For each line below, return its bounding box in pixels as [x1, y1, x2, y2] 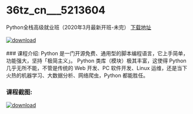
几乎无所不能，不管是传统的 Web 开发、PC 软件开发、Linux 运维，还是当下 [6, 64, 188, 71]
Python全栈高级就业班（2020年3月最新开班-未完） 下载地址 [6, 24, 152, 31]
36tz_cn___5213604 [6, 4, 106, 17]
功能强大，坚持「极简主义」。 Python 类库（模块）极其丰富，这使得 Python [6, 57, 187, 64]
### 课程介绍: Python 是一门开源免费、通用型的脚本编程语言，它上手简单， [6, 49, 188, 56]
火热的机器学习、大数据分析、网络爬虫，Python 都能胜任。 [6, 72, 149, 79]
